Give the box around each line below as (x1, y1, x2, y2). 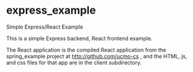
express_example (6, 4, 96, 17)
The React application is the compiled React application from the (6, 46, 167, 54)
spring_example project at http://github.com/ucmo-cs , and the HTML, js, (6, 52, 188, 60)
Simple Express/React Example (6, 23, 84, 30)
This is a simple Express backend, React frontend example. (6, 35, 153, 42)
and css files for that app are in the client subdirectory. (6, 59, 142, 66)
